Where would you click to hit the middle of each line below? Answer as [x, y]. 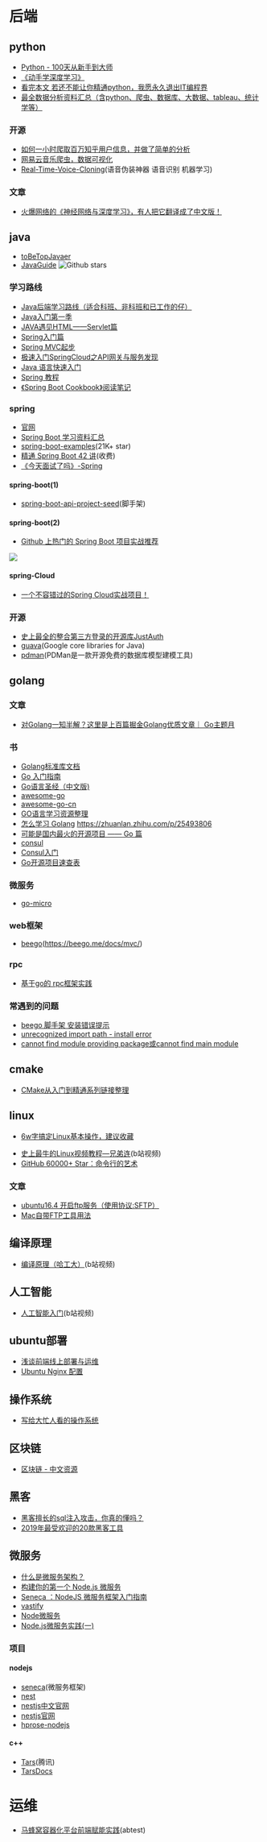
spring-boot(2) [35, 522]
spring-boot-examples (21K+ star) [76, 446]
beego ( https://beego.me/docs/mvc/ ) [82, 944]
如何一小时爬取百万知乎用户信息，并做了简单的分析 [105, 149]
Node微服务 [41, 1615]
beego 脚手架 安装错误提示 [65, 1025]
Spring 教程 [40, 377]
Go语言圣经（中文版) [55, 786]
